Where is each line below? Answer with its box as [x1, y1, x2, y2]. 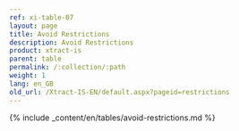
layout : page [9, 21, 58, 30]
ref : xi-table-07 [9, 12, 74, 22]
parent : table [9, 54, 63, 63]
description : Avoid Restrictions [9, 37, 134, 47]
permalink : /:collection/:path [9, 63, 126, 72]
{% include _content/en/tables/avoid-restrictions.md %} [9, 112, 217, 123]
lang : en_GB [9, 79, 54, 88]
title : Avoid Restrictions [9, 29, 110, 38]
